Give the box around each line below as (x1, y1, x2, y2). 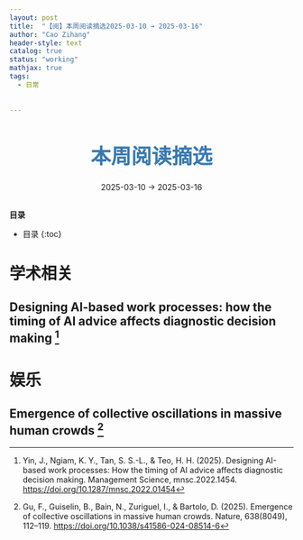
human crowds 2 (9, 420, 105, 438)
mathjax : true (9, 64, 63, 73)
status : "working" (9, 55, 78, 64)
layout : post (9, 13, 59, 23)
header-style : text (9, 38, 83, 48)
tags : (9, 72, 30, 81)
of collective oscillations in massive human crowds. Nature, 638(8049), (22, 511, 288, 522)
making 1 (9, 328, 60, 346)
